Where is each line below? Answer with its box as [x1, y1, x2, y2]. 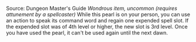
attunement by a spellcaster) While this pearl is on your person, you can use [6, 11, 190, 18]
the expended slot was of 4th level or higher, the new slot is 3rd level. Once [6, 23, 188, 30]
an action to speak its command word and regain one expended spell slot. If [6, 17, 189, 24]
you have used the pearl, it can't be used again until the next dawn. [6, 29, 169, 36]
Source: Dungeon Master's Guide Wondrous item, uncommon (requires [6, 5, 177, 12]
